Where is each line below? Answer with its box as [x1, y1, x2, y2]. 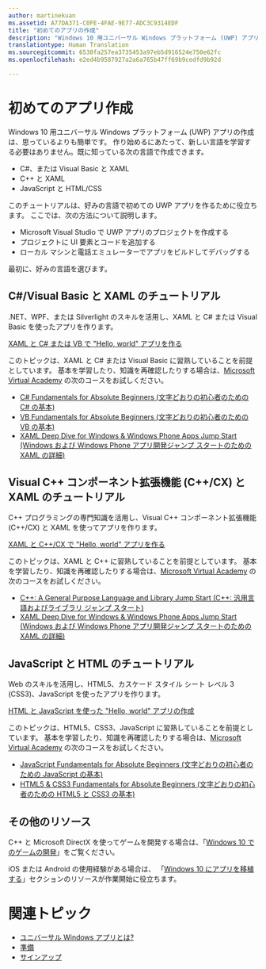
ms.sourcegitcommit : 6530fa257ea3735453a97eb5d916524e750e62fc [8, 48, 222, 56]
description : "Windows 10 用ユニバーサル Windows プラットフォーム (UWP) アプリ [8, 33, 260, 42]
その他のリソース [8, 814, 91, 829]
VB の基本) [19, 422, 55, 431]
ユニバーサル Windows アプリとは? [19, 933, 135, 942]
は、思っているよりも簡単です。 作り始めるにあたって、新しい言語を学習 [8, 136, 245, 147]
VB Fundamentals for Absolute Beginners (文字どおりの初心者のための [19, 412, 249, 421]
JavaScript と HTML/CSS [19, 183, 103, 193]
